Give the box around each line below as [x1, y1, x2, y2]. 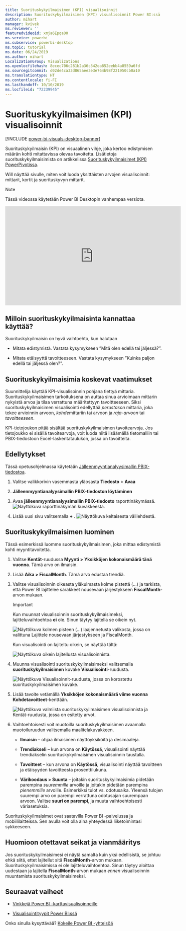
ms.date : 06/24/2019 [5, 49, 49, 54]
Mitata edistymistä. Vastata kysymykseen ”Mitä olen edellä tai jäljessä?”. [12, 345, 162, 351]
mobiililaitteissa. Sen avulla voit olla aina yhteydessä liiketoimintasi [5, 818, 142, 824]
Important [12, 601, 33, 607]
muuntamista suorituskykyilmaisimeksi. [5, 873, 86, 879]
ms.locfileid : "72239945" [5, 87, 59, 92]
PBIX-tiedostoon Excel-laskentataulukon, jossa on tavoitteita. [5, 436, 131, 442]
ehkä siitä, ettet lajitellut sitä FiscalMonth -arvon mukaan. [5, 857, 123, 863]
